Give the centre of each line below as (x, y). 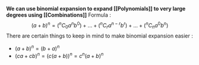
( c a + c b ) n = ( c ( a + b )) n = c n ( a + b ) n (59, 55)
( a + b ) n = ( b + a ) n (37, 48)
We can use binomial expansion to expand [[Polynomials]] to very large (96, 9)
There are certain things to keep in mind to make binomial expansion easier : (99, 36)
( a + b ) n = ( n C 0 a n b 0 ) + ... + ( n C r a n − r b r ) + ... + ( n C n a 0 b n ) (100, 26)
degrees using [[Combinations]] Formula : (59, 15)
